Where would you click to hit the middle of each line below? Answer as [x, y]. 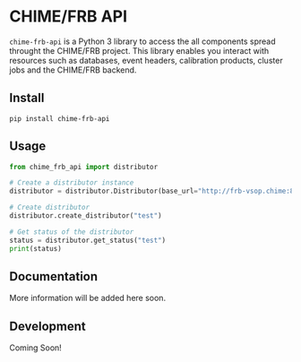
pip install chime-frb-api [60, 118]
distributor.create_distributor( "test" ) [86, 216]
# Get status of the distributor [72, 232]
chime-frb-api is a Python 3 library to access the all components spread [142, 41]
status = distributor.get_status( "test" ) [88, 240]
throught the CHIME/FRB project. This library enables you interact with [139, 50]
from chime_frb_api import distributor [84, 167]
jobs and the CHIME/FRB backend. [73, 70]
